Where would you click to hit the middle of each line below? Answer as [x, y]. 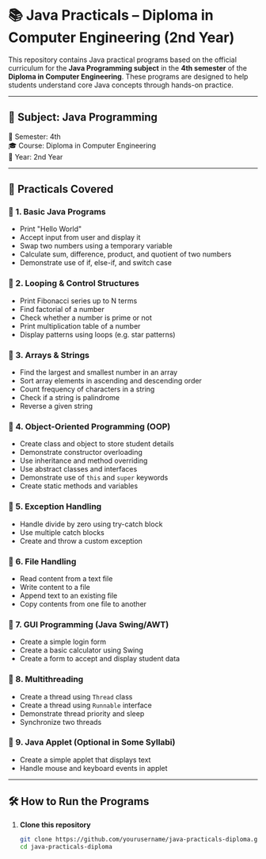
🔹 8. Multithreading [46, 680]
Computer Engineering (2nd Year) [122, 38]
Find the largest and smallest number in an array [99, 372]
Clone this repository [55, 824]
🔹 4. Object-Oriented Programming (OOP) [89, 426]
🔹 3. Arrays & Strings [49, 355]
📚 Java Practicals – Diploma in [111, 15]
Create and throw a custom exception [81, 541]
